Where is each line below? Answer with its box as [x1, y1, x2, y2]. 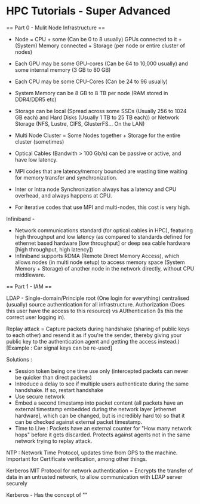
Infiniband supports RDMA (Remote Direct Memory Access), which [14, 252, 180, 259]
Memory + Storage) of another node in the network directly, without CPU [14, 265, 195, 272]
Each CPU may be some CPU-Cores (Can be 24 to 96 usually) [14, 78, 168, 85]
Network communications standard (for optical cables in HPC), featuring [14, 226, 193, 234]
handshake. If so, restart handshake [14, 386, 103, 393]
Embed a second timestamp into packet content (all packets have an [14, 399, 183, 406]
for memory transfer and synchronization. [14, 174, 118, 181]
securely [6, 479, 28, 487]
